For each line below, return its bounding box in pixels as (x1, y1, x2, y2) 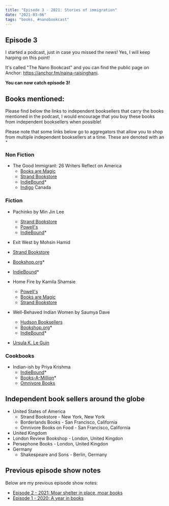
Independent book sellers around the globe (5, 395, 145, 403)
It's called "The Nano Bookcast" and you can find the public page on (5, 65, 149, 71)
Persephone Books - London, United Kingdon (12, 440, 108, 447)
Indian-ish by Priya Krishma (12, 364, 71, 370)
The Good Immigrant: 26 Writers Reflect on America (12, 163, 122, 169)
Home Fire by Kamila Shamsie (12, 278, 76, 285)
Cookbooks (5, 352, 35, 359)
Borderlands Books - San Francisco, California (20, 419, 118, 425)
